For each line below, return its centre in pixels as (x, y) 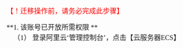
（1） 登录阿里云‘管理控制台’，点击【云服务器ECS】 (97, 38)
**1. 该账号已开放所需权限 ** (52, 27)
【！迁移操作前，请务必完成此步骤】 (65, 11)
